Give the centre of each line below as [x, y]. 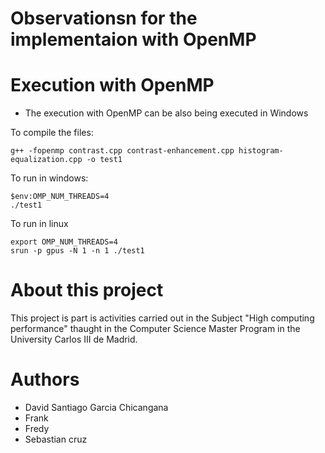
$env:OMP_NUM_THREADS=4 [60, 197]
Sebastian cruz [56, 439]
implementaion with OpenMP [133, 39]
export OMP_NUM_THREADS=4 [64, 242]
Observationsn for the [104, 18]
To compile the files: [52, 133]
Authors [45, 379]
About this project [87, 290]
